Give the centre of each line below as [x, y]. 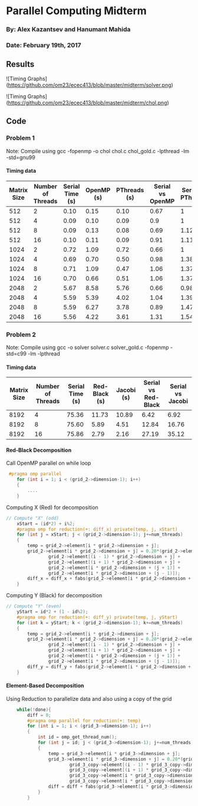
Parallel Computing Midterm [77, 11]
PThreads [130, 190]
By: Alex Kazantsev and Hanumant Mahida [68, 30]
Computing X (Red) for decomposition [52, 507]
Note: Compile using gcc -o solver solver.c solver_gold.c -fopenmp [88, 348]
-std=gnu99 [21, 157]
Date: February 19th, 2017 [44, 46]
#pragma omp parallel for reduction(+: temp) [84, 721]
